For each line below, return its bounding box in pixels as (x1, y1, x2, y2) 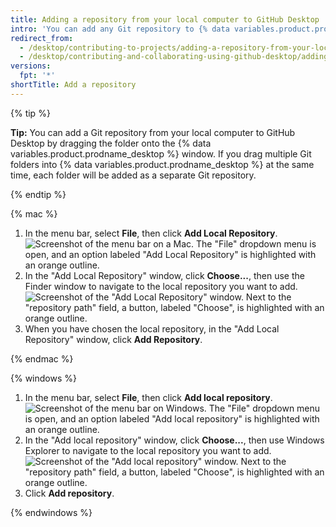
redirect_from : (10, 33, 74, 43)
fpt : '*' (19, 71, 56, 81)
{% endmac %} (10, 352, 74, 365)
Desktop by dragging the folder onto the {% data (10, 137, 212, 149)
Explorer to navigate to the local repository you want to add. (24, 444, 272, 456)
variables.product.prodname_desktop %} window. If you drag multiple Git (10, 147, 312, 160)
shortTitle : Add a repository (10, 80, 137, 90)
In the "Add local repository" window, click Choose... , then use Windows (24, 434, 325, 446)
